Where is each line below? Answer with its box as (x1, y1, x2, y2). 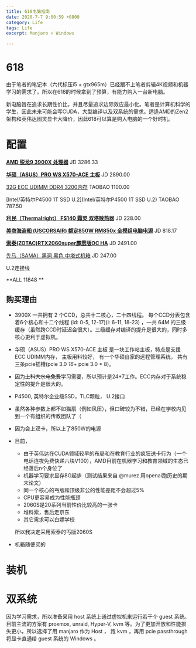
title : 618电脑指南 (6, 8, 50, 15)
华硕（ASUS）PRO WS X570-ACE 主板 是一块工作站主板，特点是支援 (14, 345, 181, 352)
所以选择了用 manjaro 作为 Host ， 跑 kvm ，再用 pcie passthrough (26, 627, 188, 635)
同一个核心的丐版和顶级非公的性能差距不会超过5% (23, 486, 145, 493)
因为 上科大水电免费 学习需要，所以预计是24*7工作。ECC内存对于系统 (14, 373, 181, 380)
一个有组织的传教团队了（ (19, 412, 82, 419)
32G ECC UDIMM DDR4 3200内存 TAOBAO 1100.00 (6, 184, 130, 191)
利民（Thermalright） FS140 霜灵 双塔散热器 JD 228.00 (6, 215, 142, 222)
